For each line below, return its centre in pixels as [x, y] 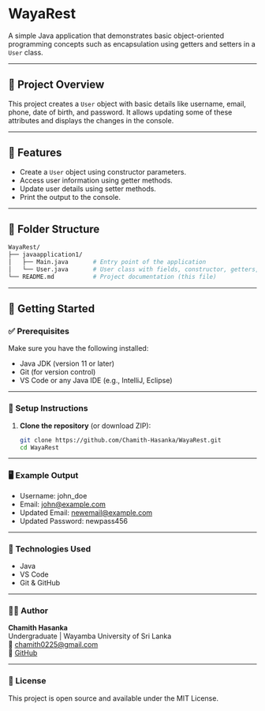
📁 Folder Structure [54, 229]
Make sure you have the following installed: [78, 348]
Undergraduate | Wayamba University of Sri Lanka [90, 636]
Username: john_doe [53, 495]
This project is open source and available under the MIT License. [114, 698]
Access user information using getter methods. [96, 180]
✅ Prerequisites [39, 331]
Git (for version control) [58, 372]
